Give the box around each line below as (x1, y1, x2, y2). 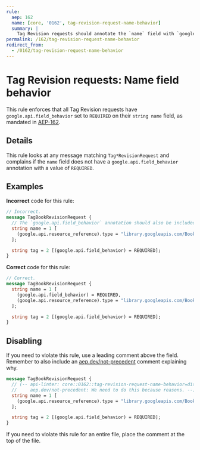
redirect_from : (6, 42, 44, 48)
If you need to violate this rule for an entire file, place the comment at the (6, 431, 185, 438)
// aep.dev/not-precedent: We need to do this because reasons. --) (11, 387, 196, 393)
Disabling (6, 335, 42, 346)
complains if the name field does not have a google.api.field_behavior (6, 158, 179, 165)
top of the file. (6, 437, 40, 445)
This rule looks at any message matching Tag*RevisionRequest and (6, 152, 170, 159)
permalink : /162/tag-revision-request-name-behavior (6, 36, 140, 42)
